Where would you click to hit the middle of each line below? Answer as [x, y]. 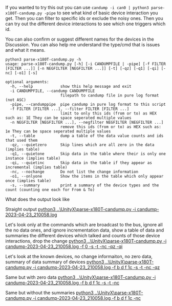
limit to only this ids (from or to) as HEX [109, 113]
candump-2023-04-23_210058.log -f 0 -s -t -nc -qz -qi [64, 246]
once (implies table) [28, 181]
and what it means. [25, 50]
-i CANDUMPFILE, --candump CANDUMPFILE [52, 91]
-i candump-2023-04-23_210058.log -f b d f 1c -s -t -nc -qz [96, 267]
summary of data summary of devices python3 [55, 262]
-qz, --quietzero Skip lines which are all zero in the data [82, 145]
